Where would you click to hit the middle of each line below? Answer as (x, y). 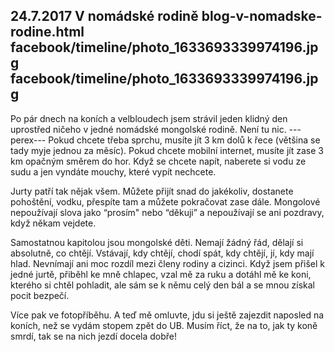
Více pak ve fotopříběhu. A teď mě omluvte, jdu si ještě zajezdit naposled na (167, 315)
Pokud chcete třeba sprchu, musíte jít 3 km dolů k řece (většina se (184, 140)
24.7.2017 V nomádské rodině (104, 16)
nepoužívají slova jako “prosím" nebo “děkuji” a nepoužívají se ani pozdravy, (167, 212)
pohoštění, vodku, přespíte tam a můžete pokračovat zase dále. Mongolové (165, 201)
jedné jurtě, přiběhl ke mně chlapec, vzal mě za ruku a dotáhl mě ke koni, (161, 274)
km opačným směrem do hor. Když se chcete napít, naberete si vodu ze (158, 161)
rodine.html (47, 32)
